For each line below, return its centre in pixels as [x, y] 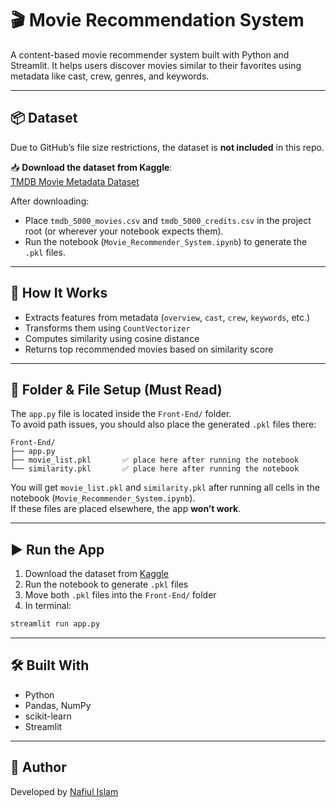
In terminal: [48, 606]
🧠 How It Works [59, 293]
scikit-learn [48, 716]
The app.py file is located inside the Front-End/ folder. [121, 414]
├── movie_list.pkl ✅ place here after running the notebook [155, 460]
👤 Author [38, 767]
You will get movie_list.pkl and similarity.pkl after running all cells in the [165, 488]
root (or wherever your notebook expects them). [124, 231]
